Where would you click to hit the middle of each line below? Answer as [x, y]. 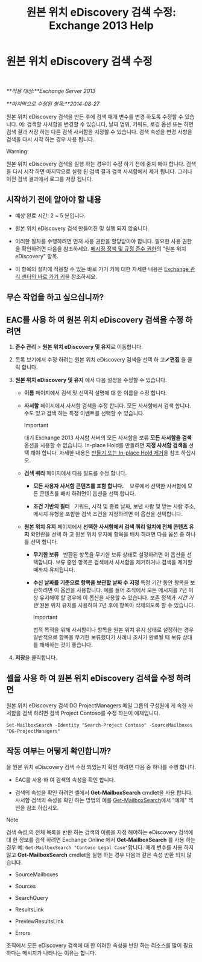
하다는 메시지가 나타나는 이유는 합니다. [51, 953]
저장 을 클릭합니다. [36, 657]
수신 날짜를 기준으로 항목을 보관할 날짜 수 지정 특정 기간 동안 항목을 [111, 582]
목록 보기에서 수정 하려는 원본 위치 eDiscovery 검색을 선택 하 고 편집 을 [100, 359]
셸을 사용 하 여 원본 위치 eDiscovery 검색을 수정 [90, 679]
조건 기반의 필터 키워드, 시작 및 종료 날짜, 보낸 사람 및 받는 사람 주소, [114, 506]
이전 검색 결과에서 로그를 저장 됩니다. [50, 179]
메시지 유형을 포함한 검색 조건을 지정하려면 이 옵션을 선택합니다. [108, 514]
